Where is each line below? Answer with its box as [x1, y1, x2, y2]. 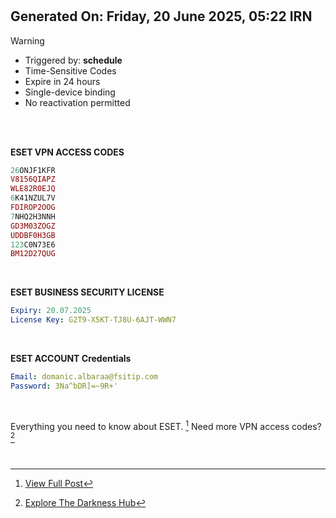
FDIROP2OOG [10, 203, 56, 213]
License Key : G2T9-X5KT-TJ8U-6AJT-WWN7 [10, 315, 177, 325]
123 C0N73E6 [10, 239, 56, 250]
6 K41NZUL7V [10, 193, 56, 203]
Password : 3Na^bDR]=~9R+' [10, 381, 118, 391]
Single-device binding [24, 86, 116, 98]
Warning [10, 34, 45, 47]
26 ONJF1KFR [10, 165, 56, 175]
